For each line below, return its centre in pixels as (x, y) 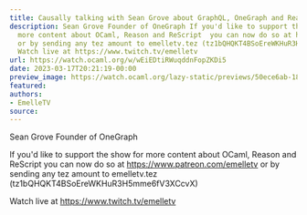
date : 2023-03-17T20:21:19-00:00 (73, 69)
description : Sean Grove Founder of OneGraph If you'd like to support (148, 26)
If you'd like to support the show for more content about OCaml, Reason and (153, 155)
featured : (28, 86)
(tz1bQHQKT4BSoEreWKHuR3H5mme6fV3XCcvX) (104, 184)
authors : (26, 94)
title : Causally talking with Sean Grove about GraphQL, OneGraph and (147, 18)
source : (24, 111)
